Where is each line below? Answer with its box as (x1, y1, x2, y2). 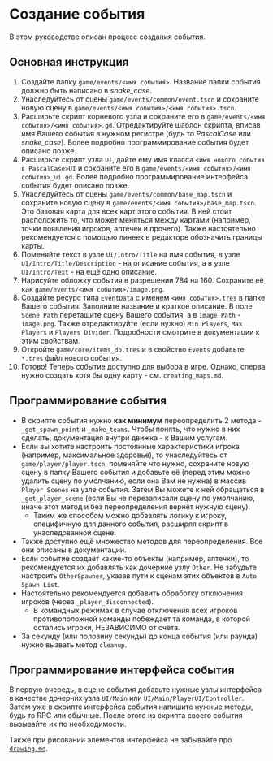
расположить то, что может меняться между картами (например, (20, 214, 251, 224)
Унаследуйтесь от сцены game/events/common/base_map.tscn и (20, 188, 232, 199)
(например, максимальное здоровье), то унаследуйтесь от (20, 450, 227, 460)
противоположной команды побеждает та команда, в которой (32, 614, 251, 624)
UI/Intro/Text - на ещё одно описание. (20, 266, 158, 276)
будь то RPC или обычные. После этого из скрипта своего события (9, 711, 243, 720)
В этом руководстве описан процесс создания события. (9, 32, 206, 41)
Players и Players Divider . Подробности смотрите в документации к (20, 326, 260, 337)
